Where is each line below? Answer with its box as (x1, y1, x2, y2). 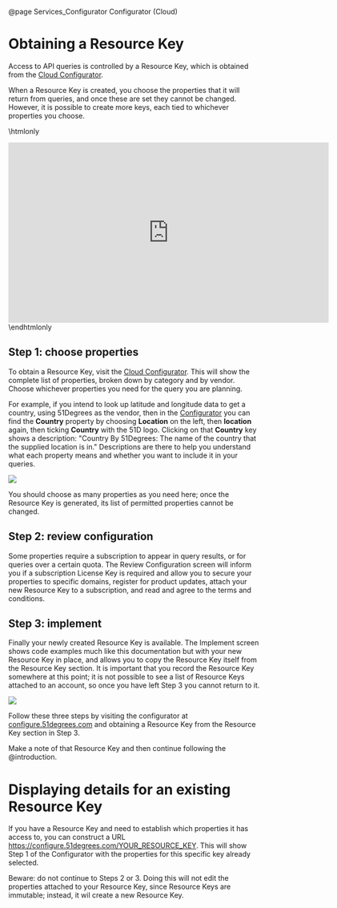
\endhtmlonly (8, 322, 52, 332)
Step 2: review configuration (8, 530, 154, 543)
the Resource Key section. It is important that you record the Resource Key (8, 664, 255, 673)
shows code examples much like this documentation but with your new (8, 647, 243, 656)
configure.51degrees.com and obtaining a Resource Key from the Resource (8, 720, 256, 729)
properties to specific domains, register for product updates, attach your (8, 576, 247, 586)
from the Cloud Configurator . (8, 70, 104, 79)
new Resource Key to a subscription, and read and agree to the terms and (8, 585, 252, 595)
